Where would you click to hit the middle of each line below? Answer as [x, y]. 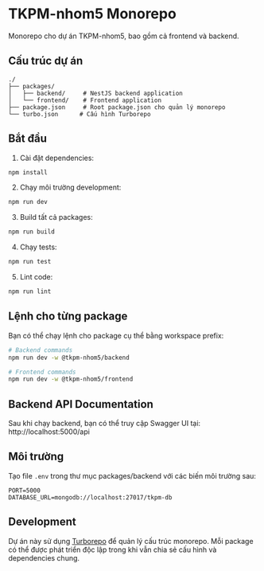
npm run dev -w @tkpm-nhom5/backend [69, 358]
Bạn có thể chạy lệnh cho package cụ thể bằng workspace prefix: [116, 335]
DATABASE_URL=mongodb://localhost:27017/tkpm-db [90, 497]
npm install [28, 172]
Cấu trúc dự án [46, 61]
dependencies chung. [44, 557]
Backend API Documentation [81, 404]
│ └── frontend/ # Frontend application [85, 100]
